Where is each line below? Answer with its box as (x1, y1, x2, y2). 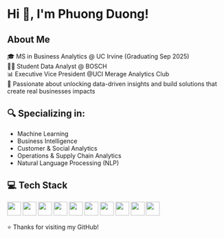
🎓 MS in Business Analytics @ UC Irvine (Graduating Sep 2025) (7, 52, 190, 61)
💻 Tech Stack (7, 180, 68, 191)
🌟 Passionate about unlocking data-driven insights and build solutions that (7, 80, 218, 88)
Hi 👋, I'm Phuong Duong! (7, 6, 149, 22)
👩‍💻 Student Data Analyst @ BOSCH (7, 62, 108, 70)
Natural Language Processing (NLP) (16, 158, 120, 167)
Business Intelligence (16, 137, 78, 145)
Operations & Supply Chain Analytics (16, 151, 122, 160)
